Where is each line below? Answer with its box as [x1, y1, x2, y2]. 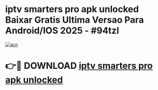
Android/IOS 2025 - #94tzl [5, 25, 119, 36]
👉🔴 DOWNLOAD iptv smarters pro [5, 60, 153, 71]
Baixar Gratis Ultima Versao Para [5, 14, 144, 26]
